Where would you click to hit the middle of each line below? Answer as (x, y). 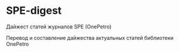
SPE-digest (34, 11)
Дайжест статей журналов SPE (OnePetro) (59, 27)
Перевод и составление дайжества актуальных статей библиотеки (90, 38)
